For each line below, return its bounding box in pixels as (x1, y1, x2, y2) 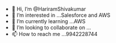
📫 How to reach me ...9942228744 (11, 31, 98, 37)
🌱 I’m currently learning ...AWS (11, 18, 86, 24)
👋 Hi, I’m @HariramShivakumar (11, 6, 86, 12)
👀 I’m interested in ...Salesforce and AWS (11, 12, 111, 19)
